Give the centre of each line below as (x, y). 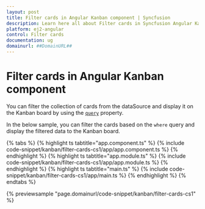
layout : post (23, 12)
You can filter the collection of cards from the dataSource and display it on (100, 106)
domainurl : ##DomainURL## (39, 46)
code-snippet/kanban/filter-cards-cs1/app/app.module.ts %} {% (88, 162)
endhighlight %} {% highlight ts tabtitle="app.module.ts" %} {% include (96, 156)
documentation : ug (30, 40)
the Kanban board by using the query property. (65, 112)
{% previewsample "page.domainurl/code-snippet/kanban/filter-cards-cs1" (101, 194)
